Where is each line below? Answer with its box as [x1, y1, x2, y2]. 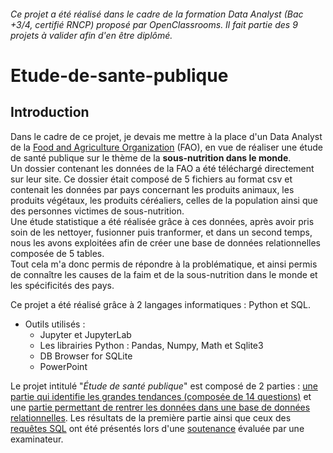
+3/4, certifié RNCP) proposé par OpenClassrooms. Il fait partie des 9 [10, 18, 298, 30]
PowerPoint [39, 360, 88, 372]
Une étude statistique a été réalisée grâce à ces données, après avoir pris [10, 215, 315, 227]
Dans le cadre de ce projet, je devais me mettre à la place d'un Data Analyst [10, 130, 323, 142]
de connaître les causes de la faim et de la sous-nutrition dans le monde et [10, 268, 318, 280]
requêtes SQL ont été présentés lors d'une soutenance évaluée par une [10, 422, 305, 434]
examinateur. [10, 433, 64, 445]
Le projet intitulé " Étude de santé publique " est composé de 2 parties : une [10, 380, 318, 392]
